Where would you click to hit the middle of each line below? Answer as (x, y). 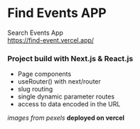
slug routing (35, 89)
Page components (44, 74)
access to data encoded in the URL (69, 104)
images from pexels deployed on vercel (66, 118)
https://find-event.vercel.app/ (51, 40)
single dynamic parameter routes (66, 96)
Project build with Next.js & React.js (70, 58)
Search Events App (36, 33)
